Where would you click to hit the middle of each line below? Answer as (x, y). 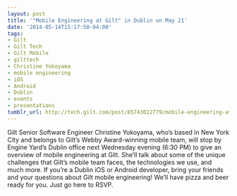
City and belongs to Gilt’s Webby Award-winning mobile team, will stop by (115, 140)
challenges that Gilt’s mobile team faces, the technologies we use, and (110, 162)
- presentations (31, 106)
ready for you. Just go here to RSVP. (60, 185)
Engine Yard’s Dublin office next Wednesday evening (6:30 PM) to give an (115, 147)
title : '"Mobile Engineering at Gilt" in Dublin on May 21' (98, 20)
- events (20, 99)
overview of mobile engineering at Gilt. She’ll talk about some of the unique (116, 154)
